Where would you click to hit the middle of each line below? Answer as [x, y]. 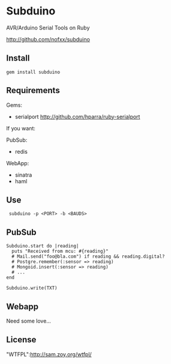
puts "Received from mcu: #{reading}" [60, 251]
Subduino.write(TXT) [32, 288]
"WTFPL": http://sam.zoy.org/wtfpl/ [49, 354]
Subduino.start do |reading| [43, 246]
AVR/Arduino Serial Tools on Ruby [48, 28]
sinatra [23, 175]
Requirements [33, 90]
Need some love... [28, 321]
